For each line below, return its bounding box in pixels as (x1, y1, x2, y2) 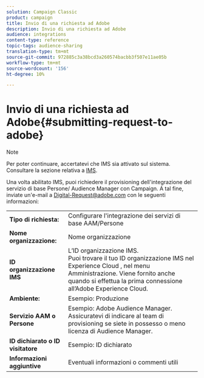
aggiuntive (9, 362, 41, 371)
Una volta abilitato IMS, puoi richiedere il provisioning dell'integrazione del (6, 179, 192, 186)
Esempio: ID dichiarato (67, 341, 132, 349)
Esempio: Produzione (67, 294, 129, 303)
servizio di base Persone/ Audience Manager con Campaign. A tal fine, (6, 185, 184, 192)
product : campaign (6, 15, 53, 21)
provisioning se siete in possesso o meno (67, 320, 186, 328)
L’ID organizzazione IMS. (67, 247, 139, 255)
